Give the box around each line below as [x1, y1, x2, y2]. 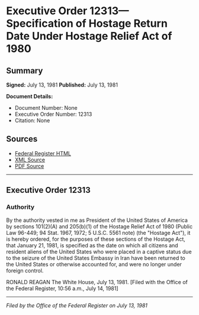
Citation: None [14, 117, 50, 124]
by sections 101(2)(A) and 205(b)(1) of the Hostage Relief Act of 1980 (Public [6, 222, 193, 230]
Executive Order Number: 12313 [14, 111, 92, 117]
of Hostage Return [75, 17, 168, 30]
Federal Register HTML [14, 149, 72, 157]
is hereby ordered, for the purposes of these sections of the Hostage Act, [6, 236, 185, 243]
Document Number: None [14, 104, 78, 111]
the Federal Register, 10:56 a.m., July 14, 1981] [6, 285, 118, 292]
